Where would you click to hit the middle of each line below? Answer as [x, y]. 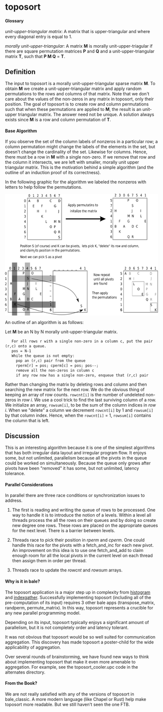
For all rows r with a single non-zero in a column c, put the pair [82, 341]
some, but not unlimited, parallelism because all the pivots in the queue [76, 458]
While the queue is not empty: [43, 356]
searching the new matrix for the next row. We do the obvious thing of [75, 390]
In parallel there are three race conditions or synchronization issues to [75, 496]
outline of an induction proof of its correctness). [53, 173]
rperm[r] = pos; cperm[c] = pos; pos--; [57, 366]
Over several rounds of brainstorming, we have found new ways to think [77, 657]
